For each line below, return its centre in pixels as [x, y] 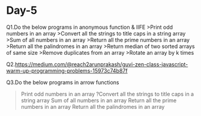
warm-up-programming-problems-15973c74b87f [67, 70]
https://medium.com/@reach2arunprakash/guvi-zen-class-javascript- [101, 64]
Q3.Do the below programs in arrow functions [63, 82]
